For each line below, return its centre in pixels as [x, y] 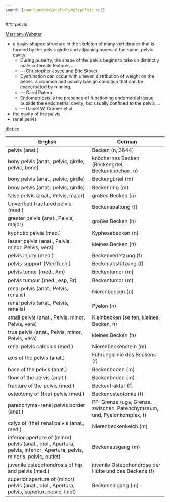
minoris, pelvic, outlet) [34, 457]
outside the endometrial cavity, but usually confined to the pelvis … [90, 103]
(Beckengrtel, [108, 164]
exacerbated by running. [46, 87]
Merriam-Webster [24, 34]
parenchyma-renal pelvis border [47, 405]
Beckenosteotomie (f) [118, 394]
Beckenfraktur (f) [112, 386]
